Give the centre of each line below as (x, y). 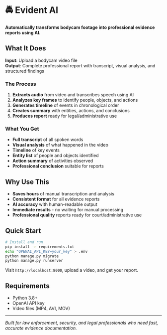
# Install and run (24, 242)
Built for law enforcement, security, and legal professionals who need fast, (82, 323)
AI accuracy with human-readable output (55, 204)
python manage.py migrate (32, 256)
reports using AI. (23, 32)
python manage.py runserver (34, 261)
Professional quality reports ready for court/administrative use (77, 215)
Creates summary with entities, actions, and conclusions (71, 111)
